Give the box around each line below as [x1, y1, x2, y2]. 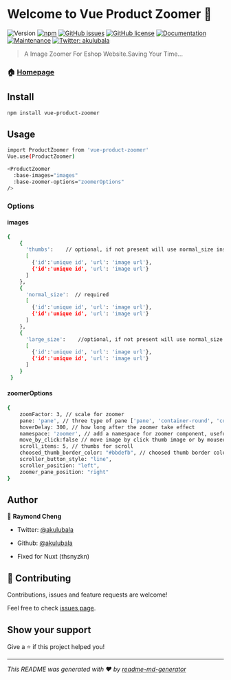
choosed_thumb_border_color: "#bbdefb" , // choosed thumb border [19, 449, 211, 457]
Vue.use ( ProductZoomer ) [7, 153, 76, 161]
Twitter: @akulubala [16, 526, 74, 534]
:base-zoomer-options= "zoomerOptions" [13, 178, 125, 185]
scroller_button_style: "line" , [19, 456, 112, 463]
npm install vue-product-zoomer [7, 110, 100, 116]
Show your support [7, 624, 91, 636]
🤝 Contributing [7, 572, 71, 584]
